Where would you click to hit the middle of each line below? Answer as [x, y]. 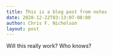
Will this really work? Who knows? [49, 46]
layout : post [23, 29]
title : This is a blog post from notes [57, 12]
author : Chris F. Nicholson [42, 23]
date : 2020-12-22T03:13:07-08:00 [49, 18]
